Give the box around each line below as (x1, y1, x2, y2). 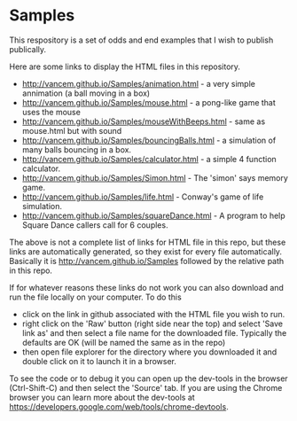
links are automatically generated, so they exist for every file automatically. (9, 246, 282, 257)
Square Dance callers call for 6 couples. (21, 219, 168, 230)
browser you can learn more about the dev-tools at (9, 392, 195, 402)
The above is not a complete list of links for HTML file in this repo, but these (9, 237, 286, 247)
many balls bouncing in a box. (21, 144, 131, 155)
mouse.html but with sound (21, 125, 122, 136)
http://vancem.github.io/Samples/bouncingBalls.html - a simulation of (21, 135, 277, 145)
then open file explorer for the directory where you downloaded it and (21, 347, 277, 357)
